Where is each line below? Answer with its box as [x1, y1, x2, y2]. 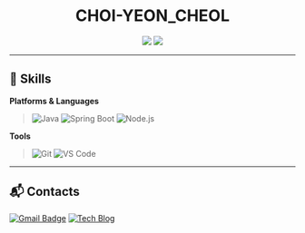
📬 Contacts [9, 184, 80, 199]
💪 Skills [9, 72, 52, 87]
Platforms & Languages [9, 95, 100, 106]
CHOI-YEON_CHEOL [75, 5, 230, 26]
